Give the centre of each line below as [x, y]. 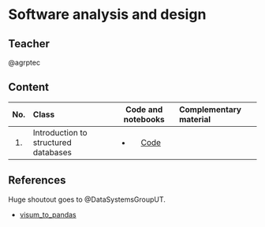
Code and [144, 110]
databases [52, 152]
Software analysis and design [107, 15]
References [37, 180]
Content [29, 87]
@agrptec [24, 62]
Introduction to [60, 132]
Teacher [29, 44]
